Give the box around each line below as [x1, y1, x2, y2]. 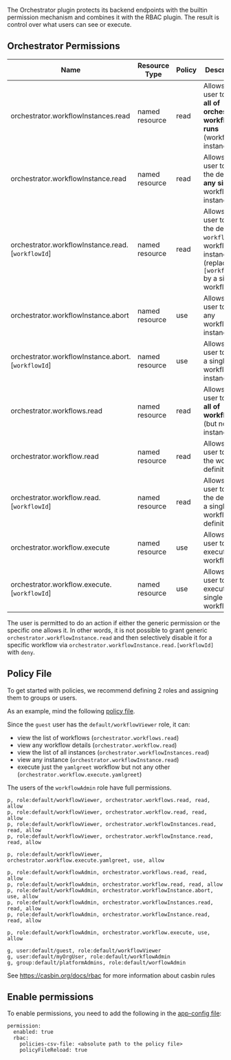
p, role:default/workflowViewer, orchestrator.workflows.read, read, [7, 797, 211, 803]
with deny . [7, 648, 36, 656]
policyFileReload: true [19, 1047, 88, 1054]
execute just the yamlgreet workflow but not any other [16, 763, 170, 771]
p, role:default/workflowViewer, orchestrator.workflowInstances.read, [7, 821, 217, 828]
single [203, 592, 223, 602]
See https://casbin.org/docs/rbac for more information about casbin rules [7, 971, 215, 980]
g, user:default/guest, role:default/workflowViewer [7, 947, 162, 954]
